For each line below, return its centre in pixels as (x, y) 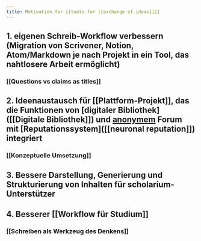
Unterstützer (31, 194)
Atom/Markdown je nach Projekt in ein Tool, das (98, 55)
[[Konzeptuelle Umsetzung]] (49, 156)
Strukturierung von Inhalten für (66, 184)
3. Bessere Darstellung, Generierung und (85, 175)
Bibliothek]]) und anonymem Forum (114, 120)
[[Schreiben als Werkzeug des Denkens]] (68, 231)
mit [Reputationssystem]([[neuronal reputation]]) (101, 129)
